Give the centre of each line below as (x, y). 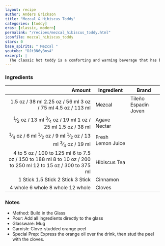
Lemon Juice (110, 143)
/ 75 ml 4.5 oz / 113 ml (64, 107)
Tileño (137, 98)
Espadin (139, 105)
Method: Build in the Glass (39, 213)
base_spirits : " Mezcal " (31, 46)
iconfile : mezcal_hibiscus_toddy (39, 37)
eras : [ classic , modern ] (30, 28)
